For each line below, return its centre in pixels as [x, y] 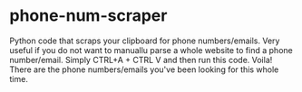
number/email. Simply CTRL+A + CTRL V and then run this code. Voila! [141, 60]
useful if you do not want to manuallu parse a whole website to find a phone [151, 50]
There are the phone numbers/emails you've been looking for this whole [144, 69]
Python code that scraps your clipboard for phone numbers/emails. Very [145, 41]
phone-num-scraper [88, 16]
